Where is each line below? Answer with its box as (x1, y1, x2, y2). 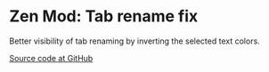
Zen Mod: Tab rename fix (9, 6, 199, 27)
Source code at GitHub (9, 52, 94, 63)
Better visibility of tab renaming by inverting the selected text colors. (9, 36, 260, 46)
